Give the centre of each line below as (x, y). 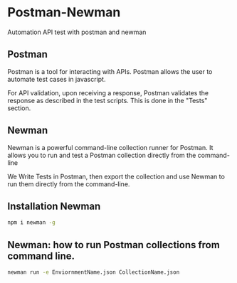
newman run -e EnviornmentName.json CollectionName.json (94, 272)
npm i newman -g (31, 223)
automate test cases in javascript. (57, 79)
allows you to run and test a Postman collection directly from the (102, 155)
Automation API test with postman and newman (77, 32)
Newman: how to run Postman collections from (114, 245)
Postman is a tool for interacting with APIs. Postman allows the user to (110, 71)
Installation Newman (54, 206)
